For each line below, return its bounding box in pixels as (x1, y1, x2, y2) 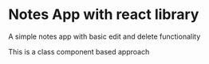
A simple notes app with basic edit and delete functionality (8, 32, 201, 41)
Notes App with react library (8, 6, 199, 24)
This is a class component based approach (8, 47, 150, 56)
